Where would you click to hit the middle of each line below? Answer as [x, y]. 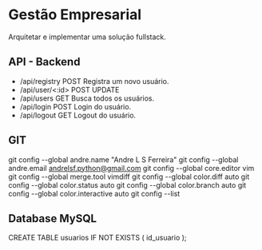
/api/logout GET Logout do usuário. [78, 115]
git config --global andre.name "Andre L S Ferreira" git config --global [123, 159]
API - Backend [44, 62]
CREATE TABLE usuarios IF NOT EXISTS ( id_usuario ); [97, 238]
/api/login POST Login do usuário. [75, 106]
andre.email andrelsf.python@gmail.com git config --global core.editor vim [131, 168]
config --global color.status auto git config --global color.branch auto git [127, 185]
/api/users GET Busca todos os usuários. [87, 98]
